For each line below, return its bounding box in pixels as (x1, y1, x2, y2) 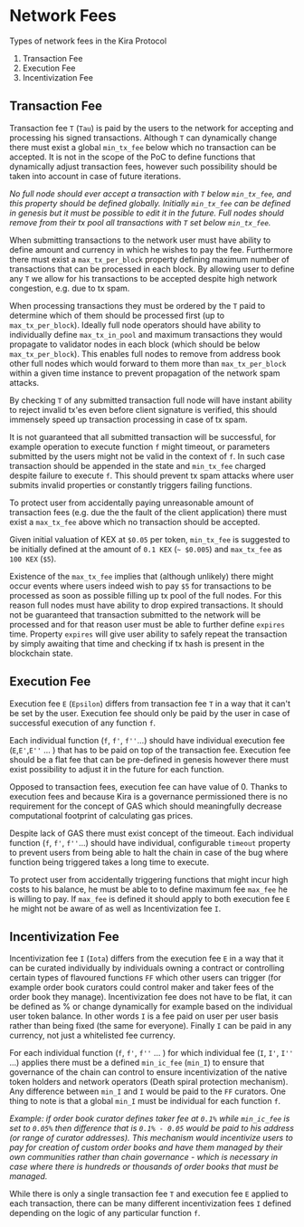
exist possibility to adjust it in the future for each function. (9, 763, 224, 774)
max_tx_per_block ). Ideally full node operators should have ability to (9, 319, 261, 331)
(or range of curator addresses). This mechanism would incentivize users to (9, 1133, 294, 1144)
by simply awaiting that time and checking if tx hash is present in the (9, 637, 265, 648)
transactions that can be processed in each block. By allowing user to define (9, 264, 295, 274)
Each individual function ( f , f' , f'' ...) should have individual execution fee (9, 734, 286, 745)
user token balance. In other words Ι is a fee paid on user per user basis (9, 1011, 279, 1021)
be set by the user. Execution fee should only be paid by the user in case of (9, 707, 290, 718)
